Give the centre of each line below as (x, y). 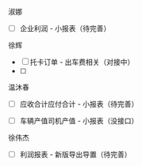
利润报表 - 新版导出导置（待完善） (76, 155)
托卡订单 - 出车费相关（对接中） (82, 62)
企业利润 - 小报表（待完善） (65, 28)
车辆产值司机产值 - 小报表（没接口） (79, 121)
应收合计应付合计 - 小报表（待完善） (79, 104)
